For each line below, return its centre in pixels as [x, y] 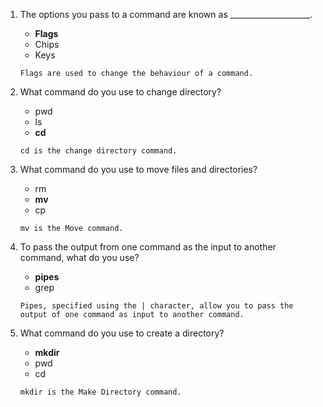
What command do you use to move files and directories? [138, 169]
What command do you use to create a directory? [122, 333]
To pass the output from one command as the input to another [148, 247]
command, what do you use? [79, 257]
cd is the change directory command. [98, 151]
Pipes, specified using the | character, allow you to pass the [156, 306]
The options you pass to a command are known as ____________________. [166, 14]
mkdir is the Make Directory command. [100, 392]
